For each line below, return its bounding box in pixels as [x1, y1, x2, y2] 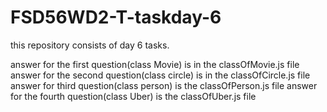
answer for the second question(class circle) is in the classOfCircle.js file [10, 69, 311, 81]
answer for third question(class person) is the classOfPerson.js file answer [10, 79, 318, 91]
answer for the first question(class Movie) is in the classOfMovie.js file [10, 58, 300, 70]
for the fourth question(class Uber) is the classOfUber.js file [10, 90, 257, 102]
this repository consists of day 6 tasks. [10, 39, 170, 51]
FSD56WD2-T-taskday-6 [10, 6, 222, 29]
